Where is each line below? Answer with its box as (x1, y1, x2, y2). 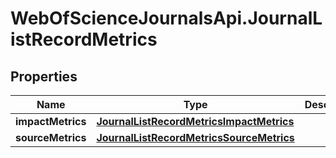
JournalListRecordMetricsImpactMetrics (96, 115, 295, 128)
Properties (10, 68, 78, 85)
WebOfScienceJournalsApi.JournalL (10, 7, 323, 30)
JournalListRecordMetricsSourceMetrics (96, 131, 295, 144)
